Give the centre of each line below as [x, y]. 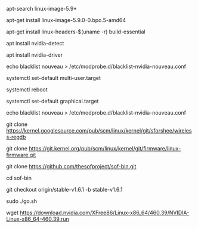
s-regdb [16, 137]
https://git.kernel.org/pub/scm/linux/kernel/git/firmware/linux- [105, 148]
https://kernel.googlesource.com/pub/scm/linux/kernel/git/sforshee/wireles [99, 130]
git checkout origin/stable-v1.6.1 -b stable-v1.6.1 [64, 190]
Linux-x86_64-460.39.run [38, 219]
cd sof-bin [19, 178]
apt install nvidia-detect [35, 43]
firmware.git [21, 155]
